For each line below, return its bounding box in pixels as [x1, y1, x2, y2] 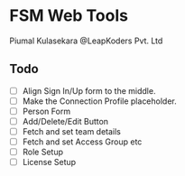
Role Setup [22, 146, 64, 158]
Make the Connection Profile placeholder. [22, 96, 178, 107]
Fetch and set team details [22, 126, 122, 136]
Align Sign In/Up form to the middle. [22, 85, 156, 96]
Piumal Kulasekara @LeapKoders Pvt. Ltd [9, 35, 163, 46]
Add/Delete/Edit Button [22, 116, 109, 126]
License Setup [22, 157, 77, 168]
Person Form [22, 106, 70, 116]
